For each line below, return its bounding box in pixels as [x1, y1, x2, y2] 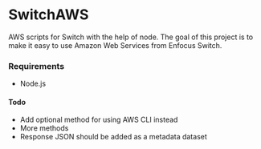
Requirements [8, 60, 65, 71]
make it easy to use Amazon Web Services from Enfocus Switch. [8, 40, 222, 50]
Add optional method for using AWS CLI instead [19, 115, 178, 125]
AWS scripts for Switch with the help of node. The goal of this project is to [8, 32, 254, 42]
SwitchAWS [8, 6, 89, 24]
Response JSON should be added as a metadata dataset [19, 132, 207, 142]
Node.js [19, 79, 47, 89]
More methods [19, 123, 69, 133]
